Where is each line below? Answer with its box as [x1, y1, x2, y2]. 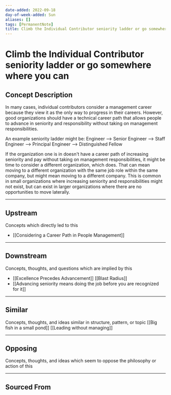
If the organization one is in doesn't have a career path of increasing [5, 151, 149, 157]
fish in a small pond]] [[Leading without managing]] [5, 324, 113, 331]
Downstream [5, 251, 47, 261]
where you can [5, 70, 69, 82]
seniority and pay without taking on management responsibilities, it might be [5, 156, 165, 162]
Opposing [5, 344, 37, 353]
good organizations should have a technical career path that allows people [5, 115, 162, 121]
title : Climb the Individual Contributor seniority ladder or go [5, 27, 147, 32]
